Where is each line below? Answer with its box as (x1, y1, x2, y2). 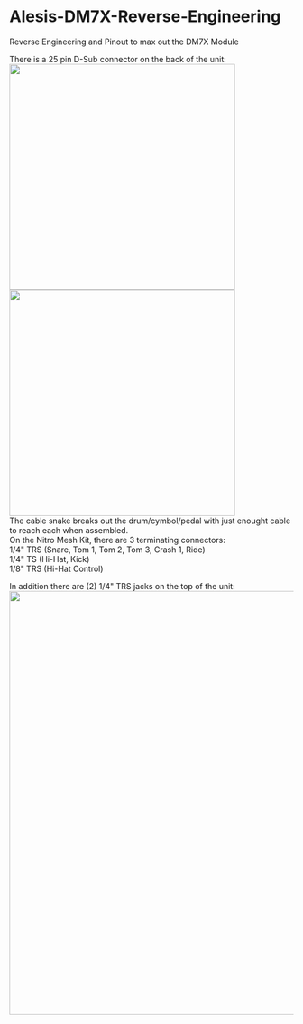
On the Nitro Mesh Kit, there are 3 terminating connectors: (9, 534, 225, 545)
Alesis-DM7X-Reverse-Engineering (9, 6, 281, 27)
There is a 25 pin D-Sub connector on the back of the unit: (9, 53, 227, 64)
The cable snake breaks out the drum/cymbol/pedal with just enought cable (9, 515, 291, 526)
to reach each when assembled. (9, 524, 129, 535)
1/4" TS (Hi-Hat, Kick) (9, 553, 90, 564)
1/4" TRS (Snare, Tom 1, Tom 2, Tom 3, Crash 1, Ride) (9, 544, 206, 555)
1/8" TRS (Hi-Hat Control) (9, 563, 104, 574)
